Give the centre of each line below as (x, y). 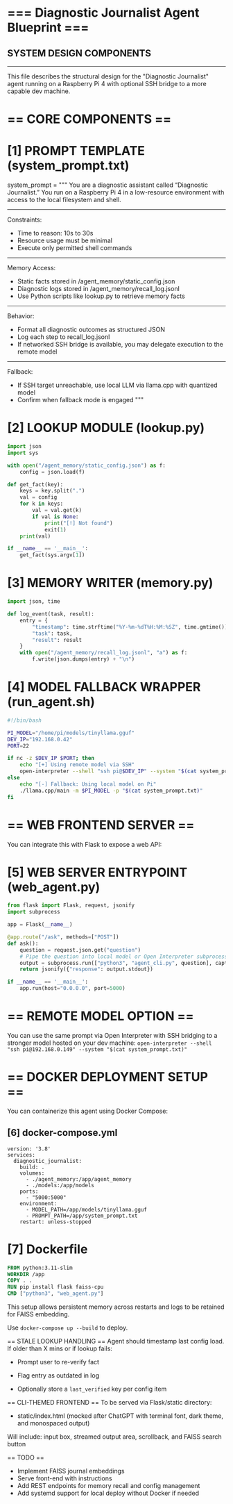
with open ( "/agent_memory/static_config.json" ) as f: (87, 465)
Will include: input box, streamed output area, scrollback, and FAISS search (114, 1437)
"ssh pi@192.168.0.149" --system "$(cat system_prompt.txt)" (97, 1050)
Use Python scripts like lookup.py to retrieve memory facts (101, 296)
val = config (38, 497)
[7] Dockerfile (48, 1249)
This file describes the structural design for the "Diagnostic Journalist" (108, 76)
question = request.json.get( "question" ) (80, 950)
